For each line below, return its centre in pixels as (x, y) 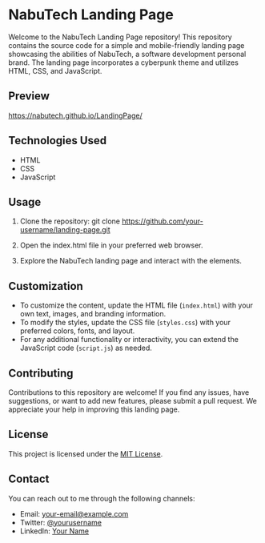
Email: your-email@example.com (74, 513)
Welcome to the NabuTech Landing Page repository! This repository (120, 37)
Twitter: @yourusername (61, 522)
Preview (29, 97)
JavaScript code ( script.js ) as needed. (86, 348)
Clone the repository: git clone (70, 221)
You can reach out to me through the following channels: (102, 498)
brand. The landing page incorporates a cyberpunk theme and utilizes (123, 62)
